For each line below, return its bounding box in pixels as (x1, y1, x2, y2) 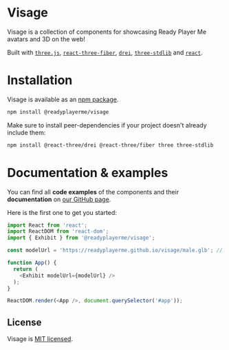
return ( (13, 265, 39, 273)
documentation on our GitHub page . (7, 195, 111, 203)
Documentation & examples (7, 165, 168, 181)
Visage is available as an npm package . (7, 95, 119, 103)
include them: (7, 128, 46, 136)
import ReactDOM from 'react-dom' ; (7, 228, 109, 235)
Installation (7, 72, 73, 88)
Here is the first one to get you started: (7, 208, 117, 216)
